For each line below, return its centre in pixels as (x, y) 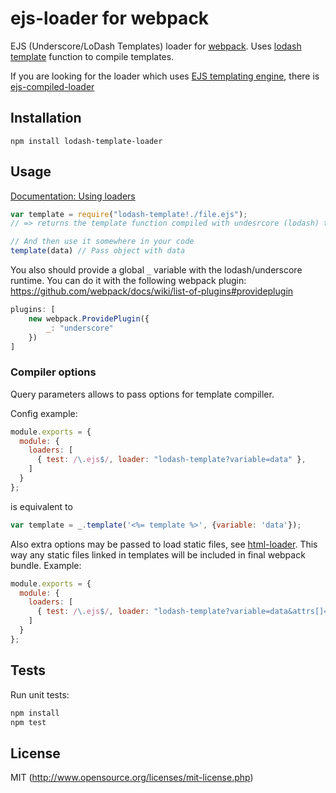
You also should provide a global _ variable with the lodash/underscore (156, 270)
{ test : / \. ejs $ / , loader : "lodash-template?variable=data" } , (171, 460)
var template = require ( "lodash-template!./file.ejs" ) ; (129, 214)
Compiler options (53, 372)
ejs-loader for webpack (110, 18)
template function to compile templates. (92, 56)
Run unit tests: (40, 694)
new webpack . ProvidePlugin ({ (89, 318)
